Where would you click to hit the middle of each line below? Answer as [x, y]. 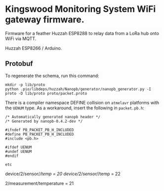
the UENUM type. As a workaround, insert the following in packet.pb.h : [75, 108]
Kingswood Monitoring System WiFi [81, 9]
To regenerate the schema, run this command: [52, 76]
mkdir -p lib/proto [25, 85]
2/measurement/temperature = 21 [40, 183]
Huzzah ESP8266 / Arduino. [34, 48]
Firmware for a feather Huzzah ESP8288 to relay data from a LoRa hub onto [82, 33]
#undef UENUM [19, 151]
